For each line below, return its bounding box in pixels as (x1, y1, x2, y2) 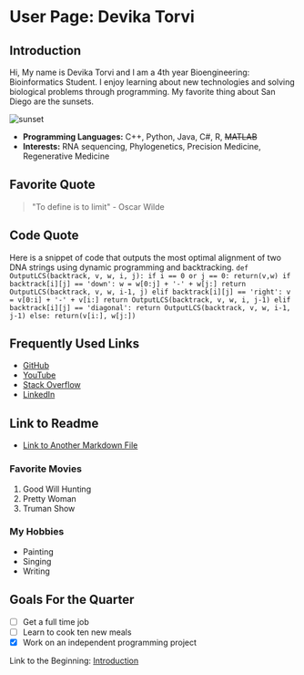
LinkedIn (22, 389, 56, 400)
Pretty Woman (22, 493, 77, 504)
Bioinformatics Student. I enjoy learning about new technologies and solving (9, 77, 296, 88)
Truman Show (22, 503, 76, 514)
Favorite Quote (9, 177, 96, 192)
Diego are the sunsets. (9, 96, 94, 107)
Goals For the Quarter (9, 592, 135, 607)
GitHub (22, 360, 50, 371)
